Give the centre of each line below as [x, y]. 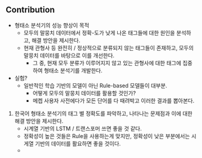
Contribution [30, 10]
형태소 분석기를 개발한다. [73, 70]
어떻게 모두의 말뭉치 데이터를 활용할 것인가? [84, 93]
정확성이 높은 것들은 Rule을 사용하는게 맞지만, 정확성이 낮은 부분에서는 [107, 136]
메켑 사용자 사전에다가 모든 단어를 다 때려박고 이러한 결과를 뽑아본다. [113, 100]
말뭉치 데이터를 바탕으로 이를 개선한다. [69, 55]
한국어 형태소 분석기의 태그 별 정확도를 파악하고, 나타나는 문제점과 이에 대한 [103, 113]
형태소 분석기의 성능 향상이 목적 [52, 25]
